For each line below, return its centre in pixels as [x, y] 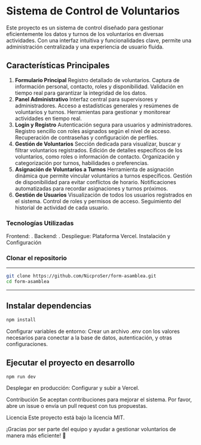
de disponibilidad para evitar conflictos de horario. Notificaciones [95, 182]
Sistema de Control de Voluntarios [93, 11]
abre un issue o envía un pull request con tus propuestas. [77, 406]
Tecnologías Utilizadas [40, 223]
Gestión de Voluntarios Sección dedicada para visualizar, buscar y [98, 144]
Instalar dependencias [49, 306]
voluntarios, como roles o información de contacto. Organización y [97, 157]
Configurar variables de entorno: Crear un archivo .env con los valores [93, 331]
